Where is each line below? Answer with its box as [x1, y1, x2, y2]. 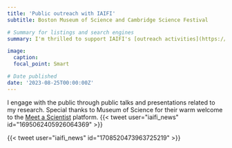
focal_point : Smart [13, 61, 70, 67]
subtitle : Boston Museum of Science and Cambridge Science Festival [7, 17, 209, 23]
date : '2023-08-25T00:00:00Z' [7, 79, 95, 86]
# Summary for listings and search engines [7, 29, 135, 36]
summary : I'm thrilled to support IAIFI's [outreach [7, 35, 162, 42]
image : [7, 47, 26, 55]
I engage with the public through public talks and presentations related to [7, 98, 215, 107]
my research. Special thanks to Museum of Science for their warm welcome [7, 105, 223, 114]
